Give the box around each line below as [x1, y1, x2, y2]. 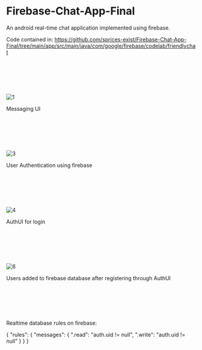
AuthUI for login [6, 218, 46, 225]
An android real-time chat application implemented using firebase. [6, 24, 170, 31]
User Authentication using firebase [6, 161, 93, 169]
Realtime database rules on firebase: [6, 319, 97, 327]
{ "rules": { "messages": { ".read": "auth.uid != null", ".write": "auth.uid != [6, 331, 186, 338]
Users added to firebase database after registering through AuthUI [6, 274, 171, 281]
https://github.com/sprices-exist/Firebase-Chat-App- [54, 36, 187, 43]
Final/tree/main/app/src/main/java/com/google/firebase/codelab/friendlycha [6, 42, 196, 49]
